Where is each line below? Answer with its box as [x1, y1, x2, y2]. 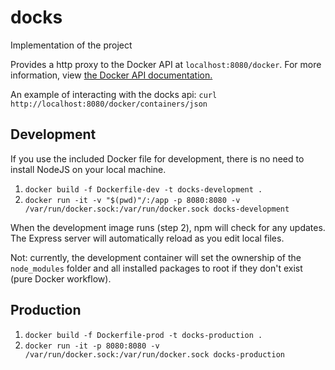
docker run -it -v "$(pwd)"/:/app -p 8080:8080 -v [24, 195, 241, 205]
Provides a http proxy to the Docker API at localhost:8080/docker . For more [10, 58, 322, 70]
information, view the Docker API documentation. [10, 69, 213, 81]
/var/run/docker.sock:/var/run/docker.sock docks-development [24, 204, 290, 214]
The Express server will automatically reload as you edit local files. [10, 232, 285, 244]
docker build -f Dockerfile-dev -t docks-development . [24, 184, 263, 195]
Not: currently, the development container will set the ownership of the [10, 251, 302, 263]
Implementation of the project [10, 39, 133, 51]
